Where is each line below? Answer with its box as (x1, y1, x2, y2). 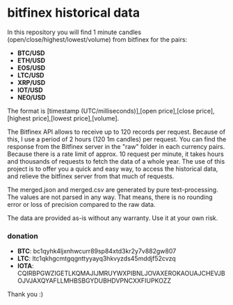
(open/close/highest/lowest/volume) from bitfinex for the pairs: (7, 35, 188, 43)
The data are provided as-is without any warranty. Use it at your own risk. (7, 214, 218, 222)
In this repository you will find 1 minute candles (7, 28, 141, 36)
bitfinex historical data (7, 5, 140, 21)
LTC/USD (17, 71, 45, 79)
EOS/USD (17, 63, 46, 72)
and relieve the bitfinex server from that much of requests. (7, 172, 175, 180)
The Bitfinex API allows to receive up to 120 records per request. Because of (7, 127, 226, 136)
